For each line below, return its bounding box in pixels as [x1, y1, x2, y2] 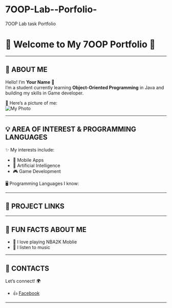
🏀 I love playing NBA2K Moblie [12, 239, 77, 245]
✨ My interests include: [5, 146, 55, 152]
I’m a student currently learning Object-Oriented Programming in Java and [5, 84, 164, 90]
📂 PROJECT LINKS [5, 202, 65, 210]
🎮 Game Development [12, 168, 61, 174]
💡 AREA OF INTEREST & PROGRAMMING [5, 125, 137, 134]
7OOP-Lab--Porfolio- [5, 4, 97, 15]
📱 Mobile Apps [12, 157, 44, 163]
